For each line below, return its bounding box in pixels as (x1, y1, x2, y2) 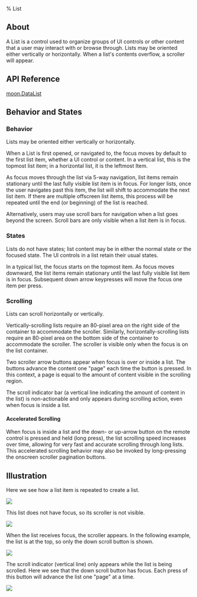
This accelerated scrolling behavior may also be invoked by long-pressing (6, 447, 186, 455)
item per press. (6, 282, 43, 289)
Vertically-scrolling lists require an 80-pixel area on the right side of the (6, 322, 180, 329)
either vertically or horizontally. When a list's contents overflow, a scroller (6, 50, 185, 58)
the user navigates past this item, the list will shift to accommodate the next (6, 186, 190, 193)
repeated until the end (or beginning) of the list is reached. (6, 199, 149, 207)
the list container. (6, 347, 49, 354)
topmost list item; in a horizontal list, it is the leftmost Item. (6, 163, 148, 170)
